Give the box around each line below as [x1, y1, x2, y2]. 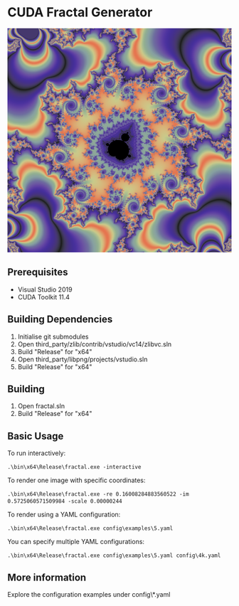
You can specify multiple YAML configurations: [7, 538, 144, 546]
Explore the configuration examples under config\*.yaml [7, 590, 171, 598]
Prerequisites [7, 266, 68, 278]
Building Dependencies [7, 314, 113, 326]
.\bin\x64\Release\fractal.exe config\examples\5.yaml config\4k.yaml [7, 552, 221, 559]
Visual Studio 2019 [17, 285, 73, 294]
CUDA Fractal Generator [7, 4, 153, 21]
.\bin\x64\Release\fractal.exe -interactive [7, 464, 142, 471]
